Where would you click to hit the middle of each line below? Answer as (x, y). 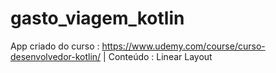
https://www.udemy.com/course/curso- (183, 46)
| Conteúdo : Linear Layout (158, 56)
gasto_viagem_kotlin (97, 18)
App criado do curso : (55, 46)
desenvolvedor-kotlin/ (56, 56)
